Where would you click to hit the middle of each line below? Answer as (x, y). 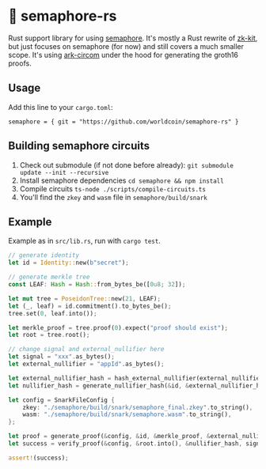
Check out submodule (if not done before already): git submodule (126, 165)
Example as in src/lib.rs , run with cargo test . (84, 241)
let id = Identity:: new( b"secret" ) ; (68, 263)
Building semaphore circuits (79, 146)
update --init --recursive (64, 172)
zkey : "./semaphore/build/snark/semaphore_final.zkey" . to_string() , (138, 407)
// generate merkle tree (49, 277)
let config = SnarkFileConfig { (61, 400)
